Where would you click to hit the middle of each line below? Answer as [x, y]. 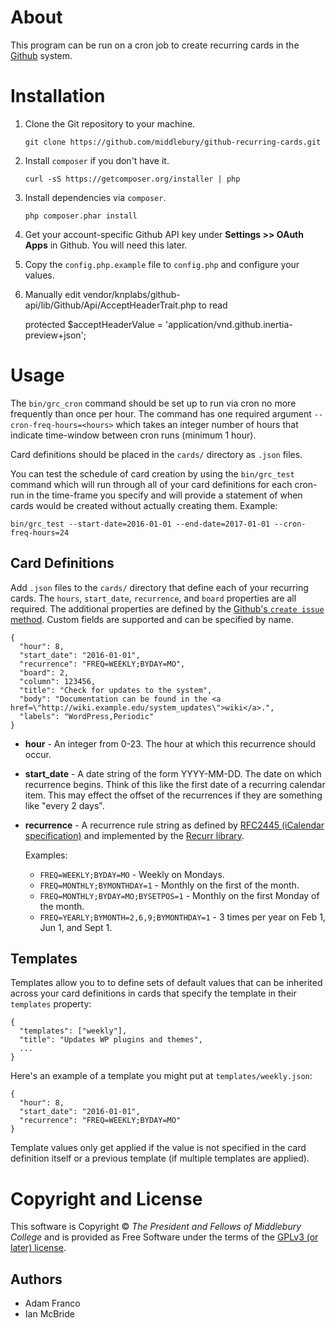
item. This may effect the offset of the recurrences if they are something [173, 795]
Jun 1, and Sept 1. [76, 927]
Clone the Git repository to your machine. [110, 123]
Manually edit [53, 294]
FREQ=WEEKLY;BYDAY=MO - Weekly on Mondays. [132, 874]
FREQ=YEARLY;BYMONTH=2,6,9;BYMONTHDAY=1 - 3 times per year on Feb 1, [182, 917]
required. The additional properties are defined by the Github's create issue [167, 608]
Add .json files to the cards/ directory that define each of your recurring [159, 587]
